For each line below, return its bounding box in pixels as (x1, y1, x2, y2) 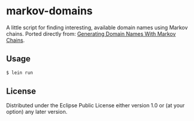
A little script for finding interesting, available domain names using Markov (6, 24, 188, 31)
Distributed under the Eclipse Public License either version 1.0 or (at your (6, 102, 185, 109)
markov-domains (6, 4, 93, 18)
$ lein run (6, 70, 33, 76)
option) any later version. (6, 108, 67, 116)
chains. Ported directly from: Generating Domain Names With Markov (6, 30, 176, 37)
